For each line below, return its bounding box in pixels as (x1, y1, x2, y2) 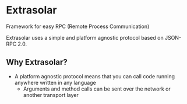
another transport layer (23, 91, 79, 98)
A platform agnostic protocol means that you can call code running (14, 72, 175, 79)
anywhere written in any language (14, 79, 96, 86)
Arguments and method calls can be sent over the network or (23, 85, 171, 92)
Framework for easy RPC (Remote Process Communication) (6, 23, 150, 30)
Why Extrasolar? (6, 57, 68, 67)
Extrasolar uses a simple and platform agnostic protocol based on (6, 34, 164, 41)
